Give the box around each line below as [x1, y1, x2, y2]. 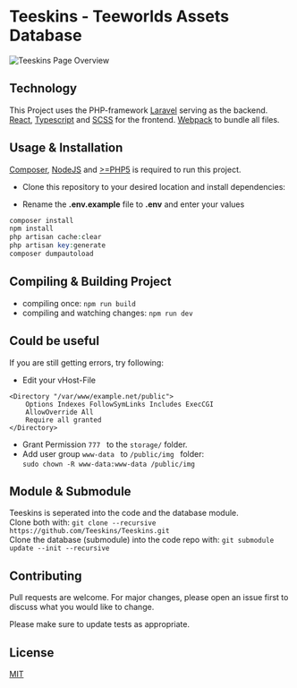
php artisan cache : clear [9, 233, 102, 242]
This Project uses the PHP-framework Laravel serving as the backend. [9, 105, 268, 116]
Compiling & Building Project [9, 274, 172, 289]
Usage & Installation [9, 141, 123, 156]
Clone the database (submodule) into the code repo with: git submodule [9, 535, 275, 546]
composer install [9, 216, 74, 225]
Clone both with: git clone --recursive [9, 517, 157, 528]
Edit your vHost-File [21, 374, 97, 385]
